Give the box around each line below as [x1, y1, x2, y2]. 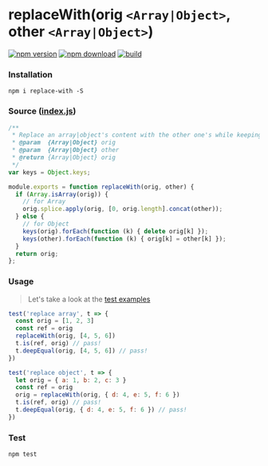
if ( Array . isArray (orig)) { [15, 190, 109, 198]
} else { [15, 213, 45, 221]
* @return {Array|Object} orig [11, 153, 116, 161]
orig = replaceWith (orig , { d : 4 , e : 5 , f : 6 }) [15, 391, 180, 399]
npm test [8, 450, 37, 459]
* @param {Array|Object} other [11, 146, 120, 154]
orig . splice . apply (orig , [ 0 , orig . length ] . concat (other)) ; [22, 205, 223, 213]
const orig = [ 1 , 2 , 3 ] [15, 317, 94, 325]
